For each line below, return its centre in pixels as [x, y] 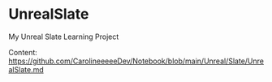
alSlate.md [26, 69]
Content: [23, 52]
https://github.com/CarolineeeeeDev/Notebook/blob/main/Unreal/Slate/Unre [136, 61]
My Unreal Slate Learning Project [64, 37]
